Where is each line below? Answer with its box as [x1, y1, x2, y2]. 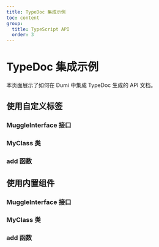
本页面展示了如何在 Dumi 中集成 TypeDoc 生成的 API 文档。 [6, 82, 157, 89]
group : [6, 20, 23, 26]
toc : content [6, 15, 40, 21]
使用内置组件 [6, 178, 55, 188]
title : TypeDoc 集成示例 [6, 9, 66, 15]
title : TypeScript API [12, 26, 70, 32]
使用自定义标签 [6, 101, 63, 112]
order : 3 [12, 32, 34, 38]
